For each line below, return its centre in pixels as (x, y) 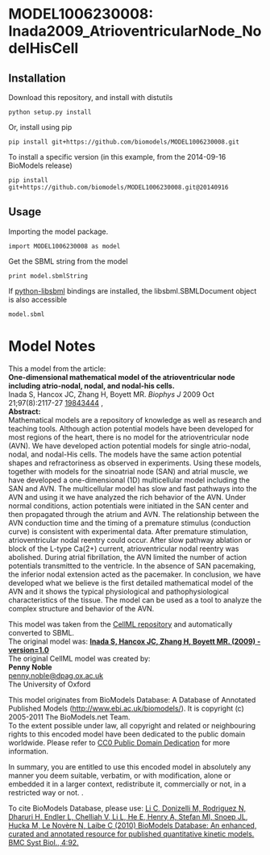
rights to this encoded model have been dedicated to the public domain (127, 734)
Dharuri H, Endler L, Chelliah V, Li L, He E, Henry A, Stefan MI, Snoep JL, (128, 816)
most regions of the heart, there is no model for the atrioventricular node (129, 437)
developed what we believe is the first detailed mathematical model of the (131, 582)
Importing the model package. (58, 231)
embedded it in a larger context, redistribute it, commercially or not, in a (127, 784)
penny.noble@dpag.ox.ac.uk (56, 675)
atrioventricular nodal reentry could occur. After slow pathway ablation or (130, 540)
